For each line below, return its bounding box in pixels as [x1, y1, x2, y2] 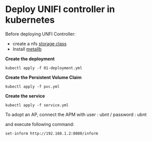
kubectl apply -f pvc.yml [5, 84, 60, 89]
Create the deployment [5, 55, 55, 61]
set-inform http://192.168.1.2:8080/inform [5, 131, 98, 136]
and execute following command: [5, 121, 75, 127]
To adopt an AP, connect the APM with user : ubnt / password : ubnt [5, 111, 147, 117]
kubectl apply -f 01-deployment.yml [5, 65, 82, 70]
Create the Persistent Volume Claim [5, 74, 82, 80]
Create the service [5, 93, 45, 99]
